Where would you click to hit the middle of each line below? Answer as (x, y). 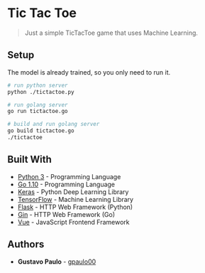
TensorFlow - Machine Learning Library (75, 199)
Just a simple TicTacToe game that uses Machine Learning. (111, 33)
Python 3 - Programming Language (69, 176)
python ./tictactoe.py (41, 92)
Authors (26, 244)
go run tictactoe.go (38, 112)
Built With (29, 160)
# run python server (38, 85)
